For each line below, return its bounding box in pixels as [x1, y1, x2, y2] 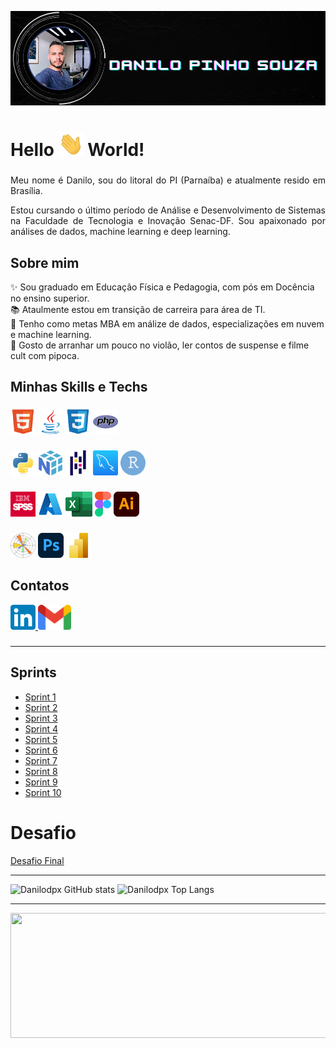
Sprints [10, 664, 57, 681]
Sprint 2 [24, 701, 58, 713]
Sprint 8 [24, 765, 58, 777]
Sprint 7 [24, 754, 58, 766]
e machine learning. [10, 328, 92, 340]
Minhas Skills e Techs [10, 379, 148, 396]
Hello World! [10, 139, 145, 161]
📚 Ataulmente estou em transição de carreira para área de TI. [10, 303, 266, 315]
